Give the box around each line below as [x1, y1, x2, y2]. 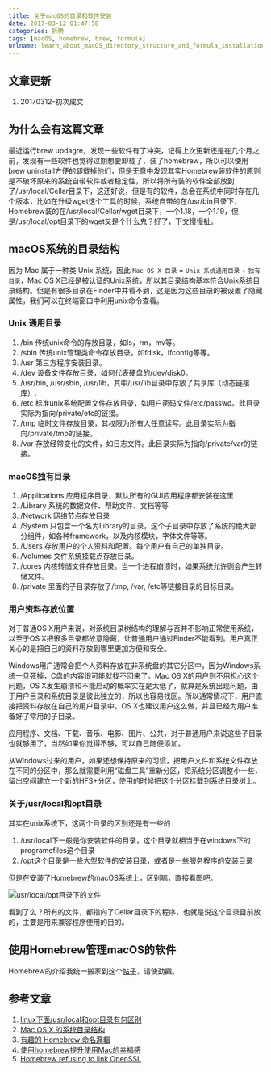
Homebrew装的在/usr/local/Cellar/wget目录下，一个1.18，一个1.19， [8, 206, 232, 216]
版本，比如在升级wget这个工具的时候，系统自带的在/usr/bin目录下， [15, 195, 242, 206]
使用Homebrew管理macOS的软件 [8, 943, 177, 957]
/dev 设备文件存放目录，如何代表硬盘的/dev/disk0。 [19, 368, 193, 377]
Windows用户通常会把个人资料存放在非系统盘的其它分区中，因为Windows [8, 661, 254, 671]
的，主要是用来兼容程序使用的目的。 [8, 917, 129, 927]
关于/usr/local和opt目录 [8, 798, 102, 809]
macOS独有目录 [8, 470, 71, 481]
